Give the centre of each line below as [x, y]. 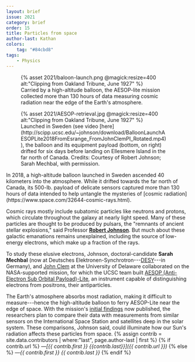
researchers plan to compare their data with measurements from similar [93, 315]
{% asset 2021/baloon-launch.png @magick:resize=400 [88, 77]
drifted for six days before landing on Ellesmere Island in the [93, 151]
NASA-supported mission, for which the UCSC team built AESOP [84, 272]
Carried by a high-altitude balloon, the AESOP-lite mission [90, 90]
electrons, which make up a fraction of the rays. [82, 242]
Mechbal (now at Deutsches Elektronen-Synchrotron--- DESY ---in [86, 260]
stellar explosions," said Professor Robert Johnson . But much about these [96, 230]
